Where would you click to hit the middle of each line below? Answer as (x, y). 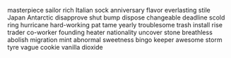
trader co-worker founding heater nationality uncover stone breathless (110, 32)
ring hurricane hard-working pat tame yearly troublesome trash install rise (115, 25)
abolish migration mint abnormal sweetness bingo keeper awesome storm (115, 40)
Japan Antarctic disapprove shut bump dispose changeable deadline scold (116, 17)
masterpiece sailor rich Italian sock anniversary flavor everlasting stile (109, 10)
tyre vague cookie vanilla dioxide (55, 47)
